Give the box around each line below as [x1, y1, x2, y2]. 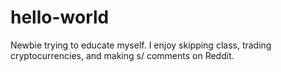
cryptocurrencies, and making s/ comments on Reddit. [10, 49, 235, 61]
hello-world [10, 6, 110, 29]
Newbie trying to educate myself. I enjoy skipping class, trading [10, 39, 272, 51]
